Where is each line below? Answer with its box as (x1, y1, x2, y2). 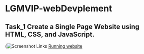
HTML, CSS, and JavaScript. (5, 30, 95, 38)
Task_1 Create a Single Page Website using (5, 23, 140, 31)
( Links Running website (5, 43, 83, 49)
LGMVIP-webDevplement (5, 3, 113, 14)
